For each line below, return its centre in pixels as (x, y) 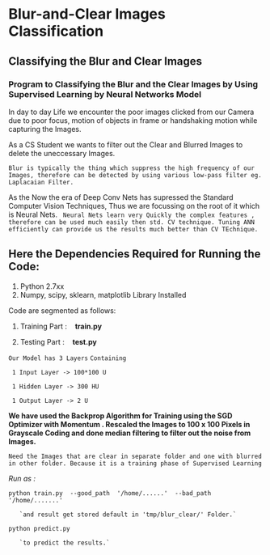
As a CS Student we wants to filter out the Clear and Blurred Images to (126, 144)
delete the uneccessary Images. (62, 153)
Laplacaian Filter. (41, 182)
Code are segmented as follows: (62, 310)
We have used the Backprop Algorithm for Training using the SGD (120, 415)
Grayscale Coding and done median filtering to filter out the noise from (130, 433)
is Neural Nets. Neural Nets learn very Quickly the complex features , (132, 214)
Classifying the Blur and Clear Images (105, 61)
